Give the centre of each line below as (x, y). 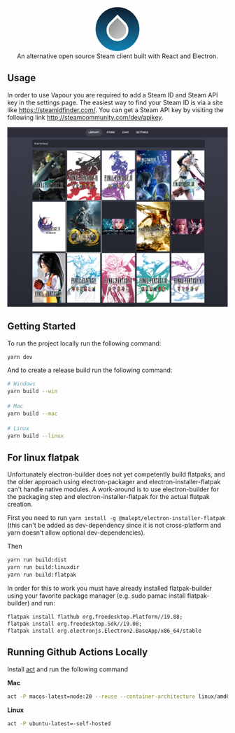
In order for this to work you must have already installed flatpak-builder (109, 588)
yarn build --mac (33, 413)
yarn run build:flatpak (42, 575)
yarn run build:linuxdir (43, 568)
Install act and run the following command (67, 669)
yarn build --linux (36, 436)
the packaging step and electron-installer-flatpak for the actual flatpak (108, 497)
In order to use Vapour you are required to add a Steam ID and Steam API (113, 95)
